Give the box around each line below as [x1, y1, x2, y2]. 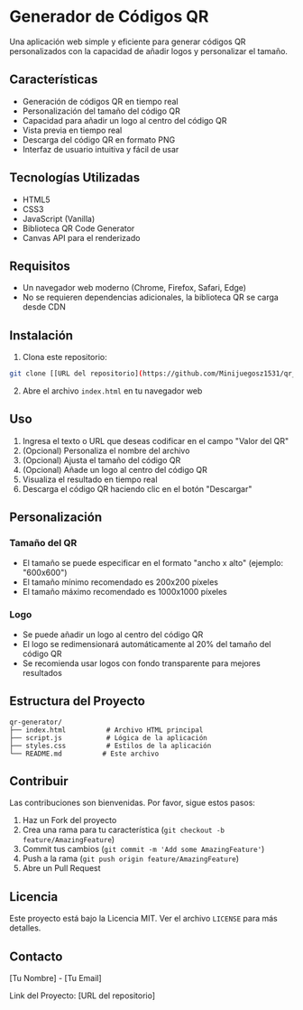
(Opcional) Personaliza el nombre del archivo [22, 445, 190, 456]
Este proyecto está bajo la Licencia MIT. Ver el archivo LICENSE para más [9, 913, 278, 924]
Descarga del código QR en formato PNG [22, 134, 176, 145]
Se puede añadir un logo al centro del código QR [22, 629, 204, 640]
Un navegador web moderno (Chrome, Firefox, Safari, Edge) [22, 283, 246, 293]
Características [9, 72, 98, 88]
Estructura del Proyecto [9, 693, 146, 709]
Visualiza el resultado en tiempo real [22, 474, 158, 485]
